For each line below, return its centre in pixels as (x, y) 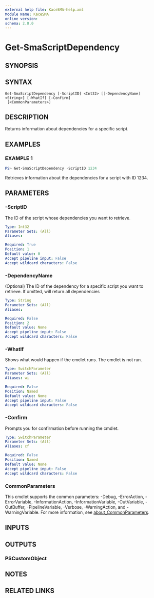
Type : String (18, 300)
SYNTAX (19, 82)
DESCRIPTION (27, 117)
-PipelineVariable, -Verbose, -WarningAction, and (76, 507)
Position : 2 (17, 323)
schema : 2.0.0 (19, 23)
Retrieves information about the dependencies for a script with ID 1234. (77, 178)
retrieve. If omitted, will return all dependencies (52, 291)
